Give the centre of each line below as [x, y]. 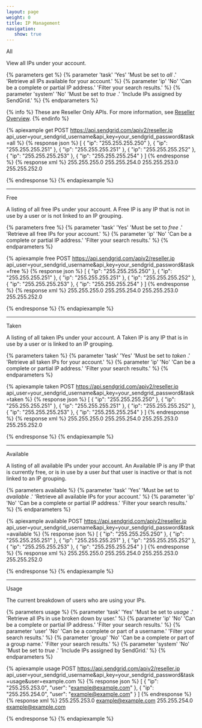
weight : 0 [19, 17]
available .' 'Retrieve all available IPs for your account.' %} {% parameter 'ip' [101, 497]
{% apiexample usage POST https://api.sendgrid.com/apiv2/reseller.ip [93, 669]
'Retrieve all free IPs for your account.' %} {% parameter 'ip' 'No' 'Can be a [99, 234]
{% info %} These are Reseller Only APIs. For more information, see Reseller [101, 112]
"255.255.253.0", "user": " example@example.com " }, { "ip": [80, 688]
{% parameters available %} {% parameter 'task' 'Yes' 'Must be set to [93, 490]
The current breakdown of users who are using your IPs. [76, 600]
